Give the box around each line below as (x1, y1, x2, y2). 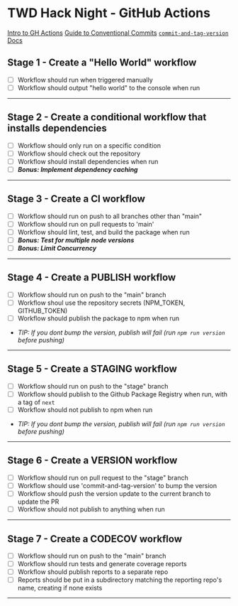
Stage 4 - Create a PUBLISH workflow (7, 271, 176, 283)
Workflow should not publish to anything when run (17, 505, 165, 514)
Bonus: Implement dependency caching (17, 165, 138, 173)
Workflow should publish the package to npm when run (17, 314, 180, 323)
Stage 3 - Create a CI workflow (7, 193, 145, 205)
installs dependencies (7, 122, 108, 134)
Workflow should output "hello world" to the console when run (17, 83, 200, 92)
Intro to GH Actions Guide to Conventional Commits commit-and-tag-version (7, 28, 229, 37)
